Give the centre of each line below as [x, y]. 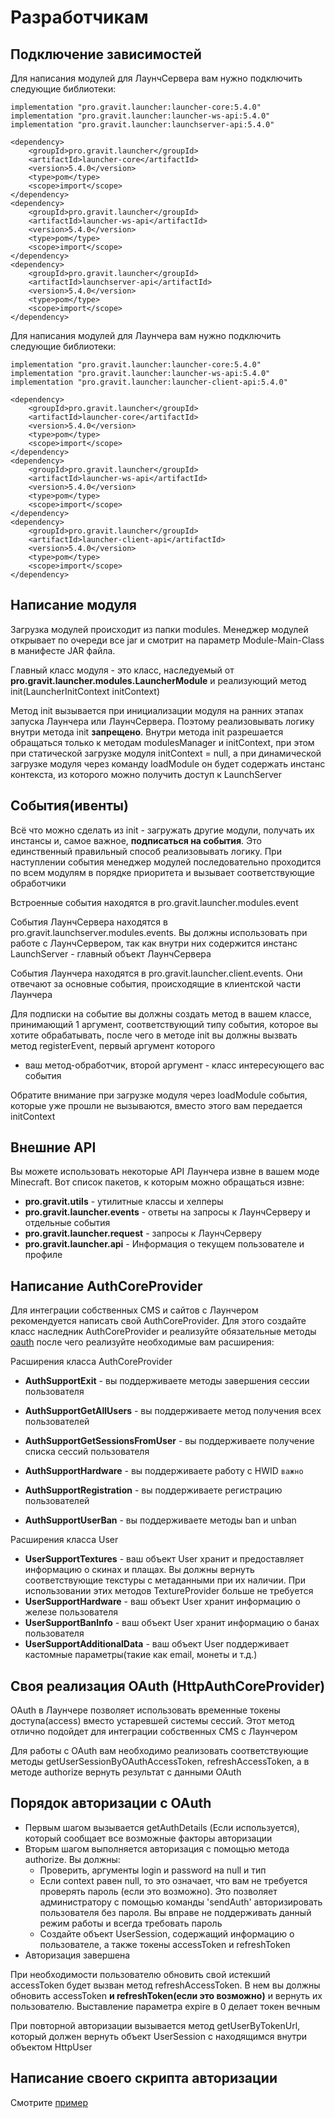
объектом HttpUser [51, 2047]
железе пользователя [71, 1612]
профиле [43, 1255]
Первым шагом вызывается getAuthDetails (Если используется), [162, 1827]
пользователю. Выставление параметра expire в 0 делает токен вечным [165, 2006]
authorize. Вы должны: [72, 1859]
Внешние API [53, 1147]
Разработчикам [79, 17]
